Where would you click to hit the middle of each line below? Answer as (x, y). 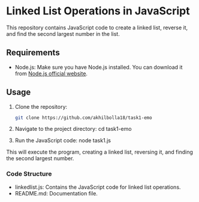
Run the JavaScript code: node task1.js (63, 140)
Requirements (33, 53)
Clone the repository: (41, 106)
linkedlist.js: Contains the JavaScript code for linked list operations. (98, 187)
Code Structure (29, 174)
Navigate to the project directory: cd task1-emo (73, 129)
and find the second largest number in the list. (63, 33)
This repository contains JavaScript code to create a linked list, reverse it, (97, 27)
